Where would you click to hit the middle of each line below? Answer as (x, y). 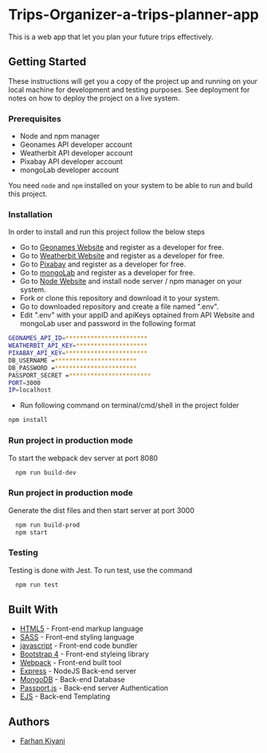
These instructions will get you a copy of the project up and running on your (133, 81)
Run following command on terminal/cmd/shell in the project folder (130, 405)
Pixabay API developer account (71, 162)
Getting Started (47, 62)
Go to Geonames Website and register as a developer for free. (122, 247)
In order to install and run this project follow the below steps (107, 232)
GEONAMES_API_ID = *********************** (78, 338)
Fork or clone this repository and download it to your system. (120, 298)
